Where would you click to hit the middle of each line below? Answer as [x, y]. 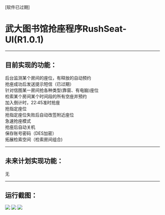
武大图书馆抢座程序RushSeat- [66, 29]
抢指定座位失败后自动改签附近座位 [40, 115]
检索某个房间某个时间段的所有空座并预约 [46, 96]
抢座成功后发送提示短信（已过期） [40, 84]
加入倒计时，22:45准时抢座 [33, 102]
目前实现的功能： [31, 65]
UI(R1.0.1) [25, 40]
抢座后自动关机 [20, 127]
